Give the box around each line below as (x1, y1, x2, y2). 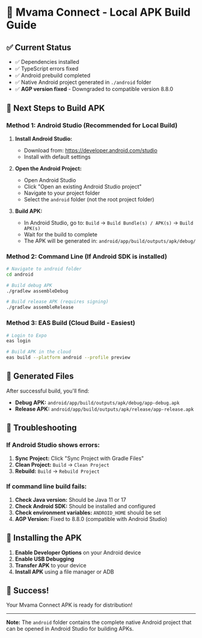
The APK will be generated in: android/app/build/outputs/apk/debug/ (23, 237, 196, 244)
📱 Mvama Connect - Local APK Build (6, 5, 191, 19)
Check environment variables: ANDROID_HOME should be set (14, 509, 161, 516)
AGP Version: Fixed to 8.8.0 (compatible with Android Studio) (14, 515, 167, 522)
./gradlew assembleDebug (6, 288, 69, 294)
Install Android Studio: (14, 135, 73, 142)
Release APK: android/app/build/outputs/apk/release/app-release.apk (14, 405, 194, 412)
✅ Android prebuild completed (14, 72, 91, 79)
